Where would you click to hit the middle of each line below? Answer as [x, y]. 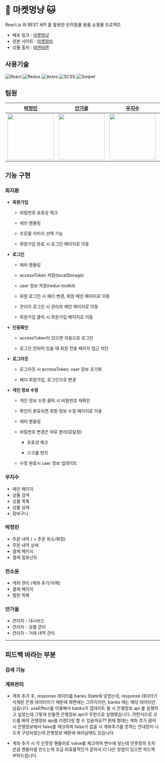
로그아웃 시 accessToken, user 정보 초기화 [61, 369]
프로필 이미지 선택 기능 [41, 233]
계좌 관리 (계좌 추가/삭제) [36, 583]
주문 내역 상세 [25, 545]
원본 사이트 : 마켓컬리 [32, 41]
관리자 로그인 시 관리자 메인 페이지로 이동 [59, 307]
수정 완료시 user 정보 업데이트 [48, 463]
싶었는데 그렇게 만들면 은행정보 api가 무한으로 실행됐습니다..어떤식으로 [85, 714]
